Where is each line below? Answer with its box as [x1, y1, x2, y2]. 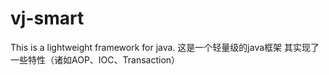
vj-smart [10, 7, 85, 30]
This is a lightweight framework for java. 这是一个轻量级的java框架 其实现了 [10, 41, 320, 53]
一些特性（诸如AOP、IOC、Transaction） [10, 53, 181, 66]
